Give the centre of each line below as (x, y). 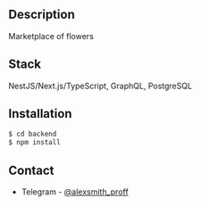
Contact (31, 170)
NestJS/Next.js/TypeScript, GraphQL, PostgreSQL (100, 86)
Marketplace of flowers (51, 36)
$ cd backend (33, 134)
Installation (40, 114)
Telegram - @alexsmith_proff (75, 192)
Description (42, 15)
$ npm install (35, 143)
